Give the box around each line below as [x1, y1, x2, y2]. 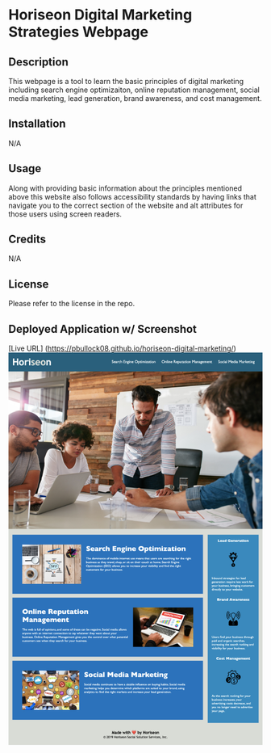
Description [8, 55, 69, 69]
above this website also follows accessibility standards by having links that [8, 191, 256, 201]
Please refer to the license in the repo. [8, 299, 135, 309]
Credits [8, 233, 47, 246]
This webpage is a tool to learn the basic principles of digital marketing [8, 77, 244, 86]
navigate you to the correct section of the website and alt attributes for [8, 200, 244, 210]
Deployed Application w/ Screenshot [8, 322, 198, 336]
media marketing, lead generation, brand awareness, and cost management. [8, 94, 262, 103]
